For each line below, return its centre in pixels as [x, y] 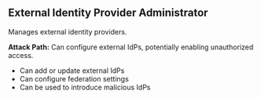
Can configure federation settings [74, 78]
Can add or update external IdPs [72, 71]
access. [21, 55]
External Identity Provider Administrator [108, 13]
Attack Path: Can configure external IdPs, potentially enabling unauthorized [131, 47]
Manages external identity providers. [68, 31]
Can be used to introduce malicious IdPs [85, 87]
